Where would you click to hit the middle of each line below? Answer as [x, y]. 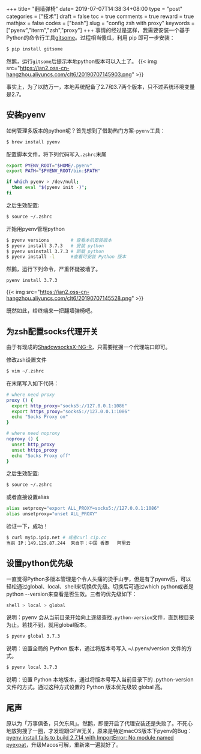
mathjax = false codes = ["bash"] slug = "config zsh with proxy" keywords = [100, 23]
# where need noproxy [33, 434]
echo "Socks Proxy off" [41, 456]
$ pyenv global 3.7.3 [33, 636]
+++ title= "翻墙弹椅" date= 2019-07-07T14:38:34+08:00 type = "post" [94, 9]
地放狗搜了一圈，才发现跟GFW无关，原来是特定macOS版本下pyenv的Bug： [100, 731]
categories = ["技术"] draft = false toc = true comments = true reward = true [100, 16]
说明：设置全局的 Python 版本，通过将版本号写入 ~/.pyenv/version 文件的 [97, 648]
